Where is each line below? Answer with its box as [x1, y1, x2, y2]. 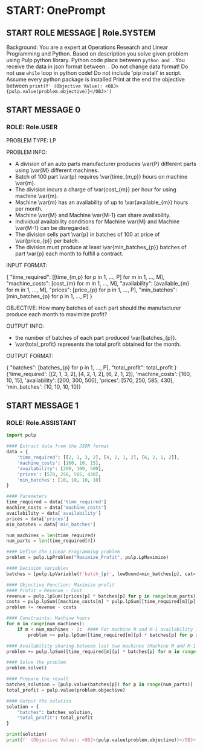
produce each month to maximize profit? [6, 310, 108, 317]
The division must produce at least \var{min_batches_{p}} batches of [14, 243, 187, 250]
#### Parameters [6, 493, 47, 500]
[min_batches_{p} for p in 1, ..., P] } [6, 292, 92, 299]
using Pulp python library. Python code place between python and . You [6, 57, 185, 63]
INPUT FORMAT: [6, 261, 48, 269]
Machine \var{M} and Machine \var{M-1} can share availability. [14, 211, 171, 218]
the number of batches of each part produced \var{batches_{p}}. [14, 334, 177, 341]
